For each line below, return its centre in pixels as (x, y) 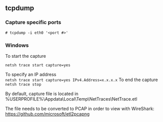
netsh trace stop (23, 84)
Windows (17, 45)
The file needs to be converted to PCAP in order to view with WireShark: (80, 109)
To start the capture (26, 56)
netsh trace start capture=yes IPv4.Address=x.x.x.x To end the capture (81, 80)
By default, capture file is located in (42, 94)
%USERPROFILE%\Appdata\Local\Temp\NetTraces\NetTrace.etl (71, 99)
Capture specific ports (33, 22)
